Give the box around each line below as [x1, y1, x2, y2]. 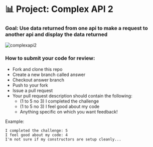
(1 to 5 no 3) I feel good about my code [19, 103, 100, 109]
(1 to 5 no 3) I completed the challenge [19, 98, 99, 104]
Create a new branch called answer [12, 71, 86, 77]
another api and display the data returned [5, 31, 108, 38]
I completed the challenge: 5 [5, 128, 68, 133]
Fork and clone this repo [12, 66, 63, 72]
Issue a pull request [12, 87, 53, 93]
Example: [5, 118, 24, 124]
